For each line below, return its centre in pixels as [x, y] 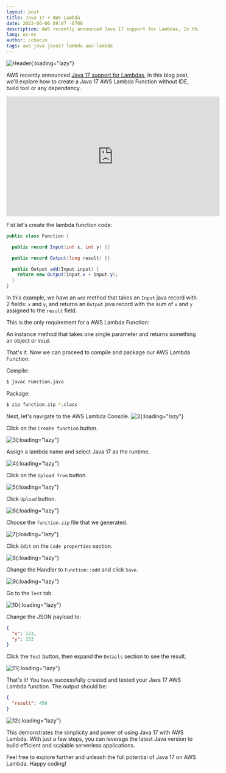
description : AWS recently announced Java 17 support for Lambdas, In [98, 29]
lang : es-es [21, 35]
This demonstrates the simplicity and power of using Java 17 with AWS [95, 732]
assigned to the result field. [42, 310]
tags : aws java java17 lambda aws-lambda [60, 46]
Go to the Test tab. [30, 593]
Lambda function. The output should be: [57, 687]
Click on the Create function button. [52, 428]
